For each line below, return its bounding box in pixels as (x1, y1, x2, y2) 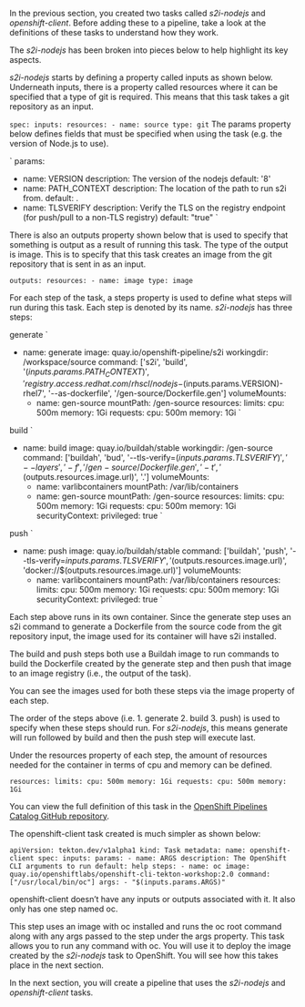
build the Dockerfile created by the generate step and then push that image (9, 657, 292, 668)
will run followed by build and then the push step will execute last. (9, 732, 257, 743)
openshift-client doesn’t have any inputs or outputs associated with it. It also (9, 893, 296, 904)
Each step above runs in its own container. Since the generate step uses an (9, 611, 291, 622)
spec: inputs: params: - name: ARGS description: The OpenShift (37, 853, 287, 863)
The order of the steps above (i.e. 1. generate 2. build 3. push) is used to (9, 712, 280, 723)
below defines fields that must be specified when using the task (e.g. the (9, 128, 283, 139)
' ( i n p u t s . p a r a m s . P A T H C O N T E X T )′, (22, 366, 150, 379)
